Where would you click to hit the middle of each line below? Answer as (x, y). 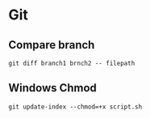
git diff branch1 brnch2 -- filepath (72, 63)
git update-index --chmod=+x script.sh (75, 107)
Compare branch (52, 45)
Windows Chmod (52, 88)
